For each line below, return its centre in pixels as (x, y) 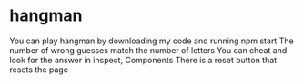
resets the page (39, 70)
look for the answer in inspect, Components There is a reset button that (143, 60)
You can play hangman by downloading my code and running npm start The (151, 41)
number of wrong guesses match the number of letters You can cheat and (148, 50)
